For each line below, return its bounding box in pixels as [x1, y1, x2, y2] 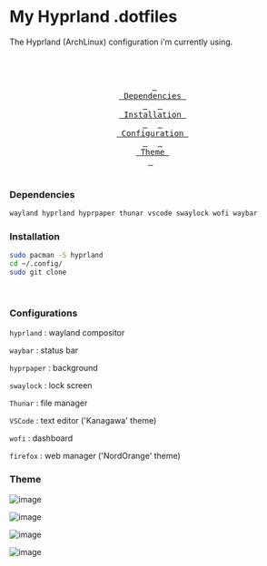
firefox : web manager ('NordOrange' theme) [9, 451, 182, 462]
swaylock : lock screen [9, 380, 93, 391]
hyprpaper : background [9, 363, 98, 374]
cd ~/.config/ [9, 259, 64, 268]
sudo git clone [9, 268, 67, 278]
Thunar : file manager [9, 397, 88, 409]
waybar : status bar [9, 345, 79, 356]
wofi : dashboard [9, 433, 74, 444]
